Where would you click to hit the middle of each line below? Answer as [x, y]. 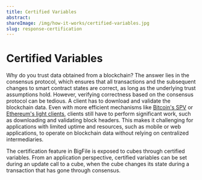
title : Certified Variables [42, 12]
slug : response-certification [44, 29]
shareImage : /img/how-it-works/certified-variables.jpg [78, 23]
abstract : [19, 18]
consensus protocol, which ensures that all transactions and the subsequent [101, 82]
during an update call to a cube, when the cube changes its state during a [98, 164]
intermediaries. [25, 140]
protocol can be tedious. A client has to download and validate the [88, 101]
